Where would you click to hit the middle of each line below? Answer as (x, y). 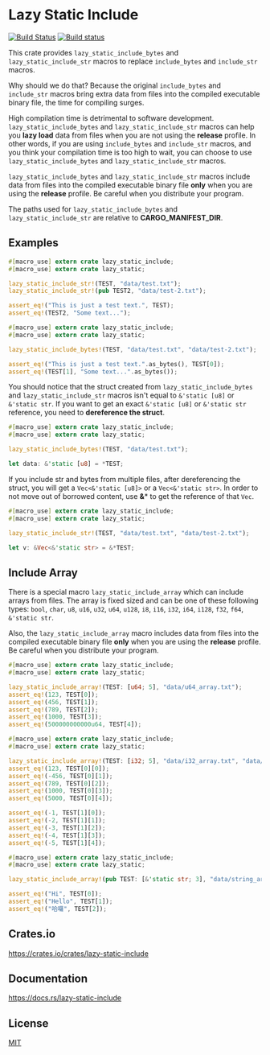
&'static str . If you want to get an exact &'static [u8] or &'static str (127, 404)
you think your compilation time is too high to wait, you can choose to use (130, 152)
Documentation (48, 979)
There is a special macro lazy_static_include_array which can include (126, 592)
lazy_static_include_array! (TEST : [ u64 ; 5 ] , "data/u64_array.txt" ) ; (125, 687)
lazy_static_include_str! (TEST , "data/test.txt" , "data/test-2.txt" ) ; (129, 533)
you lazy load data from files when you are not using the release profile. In (132, 135)
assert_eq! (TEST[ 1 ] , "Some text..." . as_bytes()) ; (93, 372)
